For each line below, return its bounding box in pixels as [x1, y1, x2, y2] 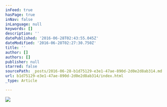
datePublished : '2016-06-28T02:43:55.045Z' [5, 36, 99, 41]
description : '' [5, 31, 40, 36]
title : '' [5, 45, 26, 50]
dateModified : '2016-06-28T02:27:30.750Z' [5, 41, 96, 46]
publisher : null [5, 59, 40, 64]
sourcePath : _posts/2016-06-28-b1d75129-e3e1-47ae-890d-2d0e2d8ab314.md [5, 69, 162, 74]
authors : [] [5, 54, 30, 60]
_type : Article [5, 78, 38, 83]
